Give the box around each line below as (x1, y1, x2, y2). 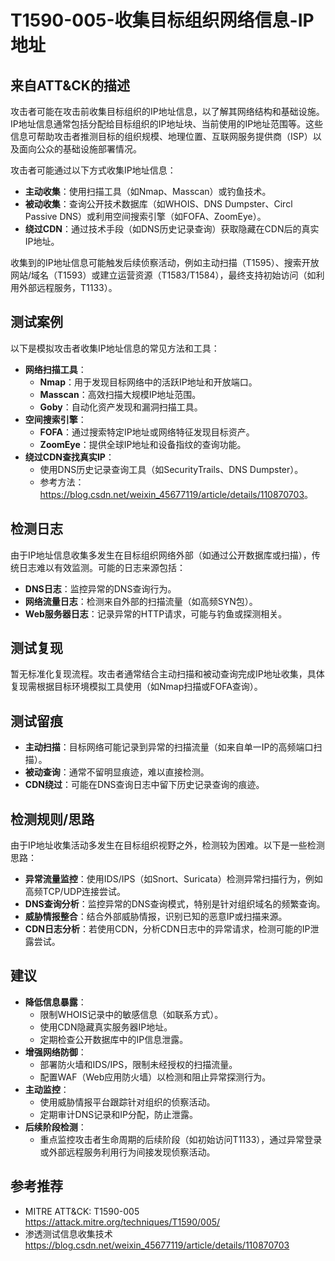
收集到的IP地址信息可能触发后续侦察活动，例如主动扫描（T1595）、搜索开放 (10, 257, 320, 268)
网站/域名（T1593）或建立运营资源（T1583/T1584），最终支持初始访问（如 (10, 269, 317, 281)
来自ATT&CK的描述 (10, 77, 130, 94)
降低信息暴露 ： (24, 996, 87, 1008)
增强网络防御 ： (24, 1046, 87, 1058)
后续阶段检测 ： (24, 1121, 87, 1133)
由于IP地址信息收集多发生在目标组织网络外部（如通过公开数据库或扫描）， (10, 549, 312, 561)
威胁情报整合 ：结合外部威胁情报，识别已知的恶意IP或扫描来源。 (24, 911, 288, 923)
